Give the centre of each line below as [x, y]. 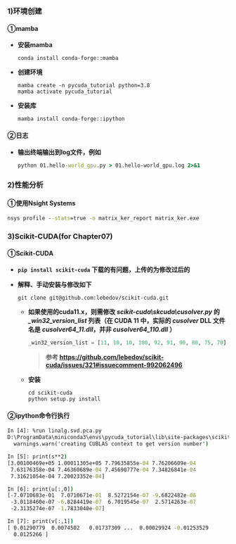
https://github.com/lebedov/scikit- [112, 358]
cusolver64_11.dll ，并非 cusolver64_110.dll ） [109, 329]
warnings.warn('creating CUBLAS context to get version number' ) [111, 444]
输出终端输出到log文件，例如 [59, 152]
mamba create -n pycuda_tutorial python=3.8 [84, 86]
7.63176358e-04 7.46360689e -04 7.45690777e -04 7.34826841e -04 [103, 469]
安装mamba [35, 45]
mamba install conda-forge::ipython [71, 119]
